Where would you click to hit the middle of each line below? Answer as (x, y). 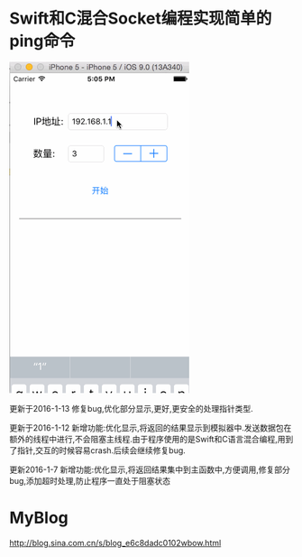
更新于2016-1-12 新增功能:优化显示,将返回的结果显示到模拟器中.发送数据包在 (151, 427)
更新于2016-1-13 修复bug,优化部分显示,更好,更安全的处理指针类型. (132, 408)
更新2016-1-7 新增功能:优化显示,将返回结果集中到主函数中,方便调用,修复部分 (150, 469)
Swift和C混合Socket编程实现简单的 (141, 19)
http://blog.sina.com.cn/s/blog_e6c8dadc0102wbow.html (115, 543)
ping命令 (42, 41)
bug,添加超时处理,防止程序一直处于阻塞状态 (90, 480)
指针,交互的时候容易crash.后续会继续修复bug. (101, 450)
